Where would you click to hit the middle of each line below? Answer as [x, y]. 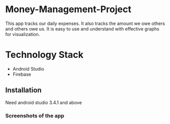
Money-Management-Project [68, 9]
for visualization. [23, 34]
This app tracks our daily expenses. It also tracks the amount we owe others [85, 23]
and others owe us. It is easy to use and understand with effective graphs [82, 28]
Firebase [22, 74]
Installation [23, 90]
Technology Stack [45, 55]
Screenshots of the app [35, 115]
